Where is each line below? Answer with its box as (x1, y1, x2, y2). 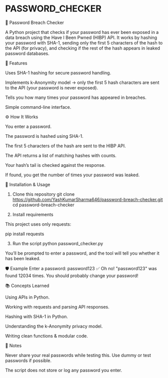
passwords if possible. (5, 358, 51, 364)
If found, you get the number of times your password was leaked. (5, 172, 140, 178)
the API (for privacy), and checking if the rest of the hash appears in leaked (5, 45, 160, 51)
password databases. (5, 50, 49, 56)
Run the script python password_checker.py (12, 240, 103, 246)
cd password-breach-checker (12, 202, 75, 208)
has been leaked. (5, 255, 41, 261)
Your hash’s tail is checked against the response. (5, 162, 106, 168)
